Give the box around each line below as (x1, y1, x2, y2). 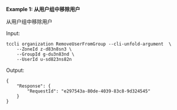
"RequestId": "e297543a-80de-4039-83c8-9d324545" (27, 88, 151, 94)
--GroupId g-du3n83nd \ (16, 51, 75, 57)
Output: (6, 67, 25, 74)
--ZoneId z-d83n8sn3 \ (16, 46, 72, 52)
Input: (6, 30, 21, 37)
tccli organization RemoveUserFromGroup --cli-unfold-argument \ (6, 41, 172, 47)
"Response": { (16, 83, 51, 89)
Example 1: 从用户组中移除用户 (6, 6, 80, 12)
